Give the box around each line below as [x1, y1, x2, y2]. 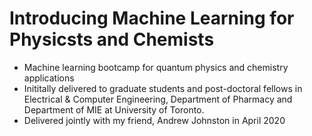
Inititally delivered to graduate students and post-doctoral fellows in [23, 82, 303, 94]
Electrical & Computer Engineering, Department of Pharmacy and [23, 93, 293, 105]
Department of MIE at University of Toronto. [23, 103, 205, 116]
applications [23, 72, 75, 84]
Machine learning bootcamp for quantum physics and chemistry [23, 61, 289, 73]
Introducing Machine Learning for [9, 7, 295, 30]
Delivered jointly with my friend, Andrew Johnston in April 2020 [23, 114, 286, 126]
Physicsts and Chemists [9, 28, 215, 51]
